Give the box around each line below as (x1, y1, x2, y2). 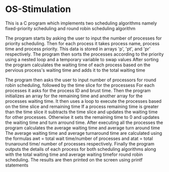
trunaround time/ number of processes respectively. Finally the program (5, 140, 154, 146)
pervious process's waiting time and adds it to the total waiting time (5, 67, 145, 73)
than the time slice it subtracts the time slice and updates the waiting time (5, 109, 158, 115)
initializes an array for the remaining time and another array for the (5, 93, 143, 99)
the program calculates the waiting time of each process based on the (5, 62, 151, 68)
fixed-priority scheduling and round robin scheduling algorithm (5, 25, 136, 31)
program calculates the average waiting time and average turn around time (5, 124, 160, 131)
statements (5, 162, 29, 168)
